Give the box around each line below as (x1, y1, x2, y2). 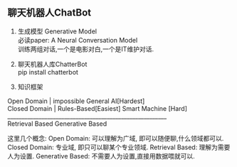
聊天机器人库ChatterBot (17, 60, 88, 68)
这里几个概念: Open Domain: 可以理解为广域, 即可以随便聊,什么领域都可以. (7, 134, 224, 142)
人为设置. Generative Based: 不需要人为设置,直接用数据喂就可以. (7, 151, 195, 160)
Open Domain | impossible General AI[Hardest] (7, 97, 145, 105)
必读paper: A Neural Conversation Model (17, 36, 138, 44)
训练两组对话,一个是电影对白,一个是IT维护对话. (17, 45, 154, 53)
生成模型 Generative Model (17, 27, 98, 36)
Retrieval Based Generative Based (7, 119, 107, 128)
